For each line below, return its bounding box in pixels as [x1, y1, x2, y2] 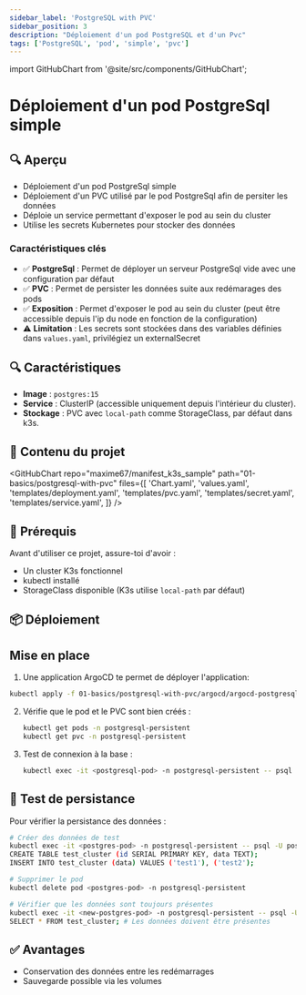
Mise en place [9, 647, 91, 663]
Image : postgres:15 [22, 389, 99, 400]
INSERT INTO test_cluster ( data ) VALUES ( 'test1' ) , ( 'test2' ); [9, 858, 255, 868]
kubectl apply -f [9, 689, 76, 699]
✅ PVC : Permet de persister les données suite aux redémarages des [22, 283, 282, 294]
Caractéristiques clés [9, 242, 107, 255]
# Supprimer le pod [9, 875, 84, 884]
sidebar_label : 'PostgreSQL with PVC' [9, 13, 157, 23]
